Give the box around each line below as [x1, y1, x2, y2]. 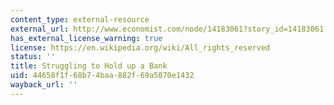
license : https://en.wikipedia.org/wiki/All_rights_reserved [10, 42, 271, 53]
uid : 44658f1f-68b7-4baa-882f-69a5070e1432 [10, 71, 195, 81]
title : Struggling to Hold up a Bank [10, 61, 168, 71]
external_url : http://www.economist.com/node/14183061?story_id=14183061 [10, 24, 325, 34]
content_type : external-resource [10, 14, 150, 25]
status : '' [10, 52, 56, 62]
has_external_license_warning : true [10, 33, 163, 43]
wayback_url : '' [10, 80, 78, 90]
